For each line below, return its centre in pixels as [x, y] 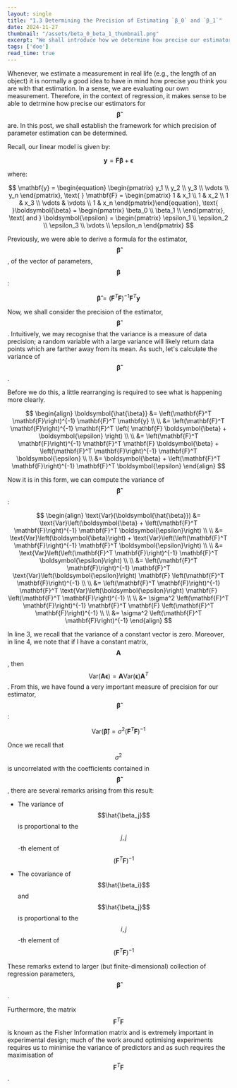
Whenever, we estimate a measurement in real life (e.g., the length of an [112, 73]
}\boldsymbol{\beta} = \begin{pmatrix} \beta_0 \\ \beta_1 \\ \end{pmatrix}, [119, 210]
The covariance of [44, 874]
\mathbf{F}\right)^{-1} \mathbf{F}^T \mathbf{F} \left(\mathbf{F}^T [119, 605]
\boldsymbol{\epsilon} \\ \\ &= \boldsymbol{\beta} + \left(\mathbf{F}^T [119, 458]
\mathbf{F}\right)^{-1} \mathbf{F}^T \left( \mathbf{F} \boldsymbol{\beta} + [119, 428]
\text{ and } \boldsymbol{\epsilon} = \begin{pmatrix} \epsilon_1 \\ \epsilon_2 [119, 218]
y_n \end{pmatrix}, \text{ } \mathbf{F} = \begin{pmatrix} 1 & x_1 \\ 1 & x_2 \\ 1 [119, 195]
